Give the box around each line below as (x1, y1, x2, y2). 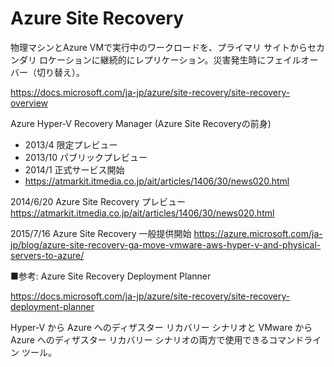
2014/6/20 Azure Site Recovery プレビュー (10, 195, 187, 207)
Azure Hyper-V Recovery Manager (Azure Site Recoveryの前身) (10, 117, 272, 129)
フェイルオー (265, 53, 319, 66)
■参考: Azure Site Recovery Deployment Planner (10, 270, 212, 282)
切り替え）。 (36, 66, 85, 78)
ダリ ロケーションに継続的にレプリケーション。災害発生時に (18, 53, 267, 66)
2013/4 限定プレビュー (24, 138, 118, 151)
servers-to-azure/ (10, 249, 85, 261)
